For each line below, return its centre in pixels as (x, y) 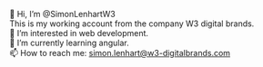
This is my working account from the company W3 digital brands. (132, 24)
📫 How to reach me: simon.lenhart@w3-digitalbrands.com (120, 53)
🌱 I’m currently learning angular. (69, 43)
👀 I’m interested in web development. (79, 33)
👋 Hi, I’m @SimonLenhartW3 (62, 14)
